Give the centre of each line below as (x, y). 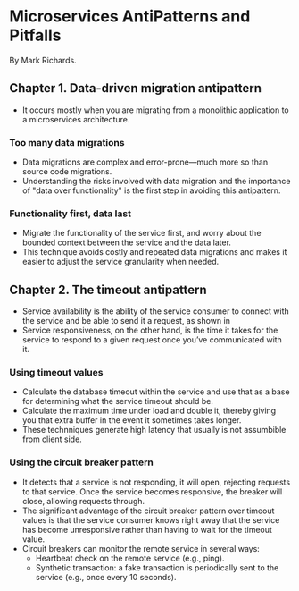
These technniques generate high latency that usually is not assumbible (154, 430)
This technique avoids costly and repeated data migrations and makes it (154, 252)
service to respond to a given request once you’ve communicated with (152, 340)
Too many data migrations (67, 142)
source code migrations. (67, 172)
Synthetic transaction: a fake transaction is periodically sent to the (157, 567)
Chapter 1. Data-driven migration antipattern (135, 88)
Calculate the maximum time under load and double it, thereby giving (149, 411)
